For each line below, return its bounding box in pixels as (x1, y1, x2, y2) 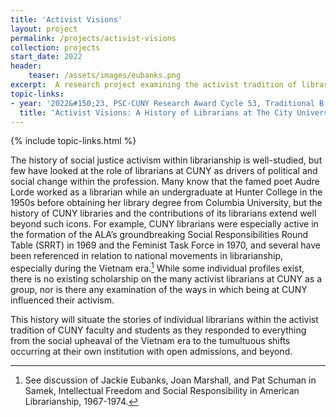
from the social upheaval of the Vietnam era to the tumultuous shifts (10, 335, 291, 347)
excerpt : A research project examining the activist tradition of (10, 80, 298, 90)
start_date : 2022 (10, 52, 83, 62)
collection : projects (10, 42, 101, 53)
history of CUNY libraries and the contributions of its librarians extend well (10, 207, 317, 220)
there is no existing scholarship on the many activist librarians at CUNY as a (10, 273, 323, 285)
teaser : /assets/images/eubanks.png (28, 71, 182, 81)
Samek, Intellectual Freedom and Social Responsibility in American (24, 385, 300, 397)
